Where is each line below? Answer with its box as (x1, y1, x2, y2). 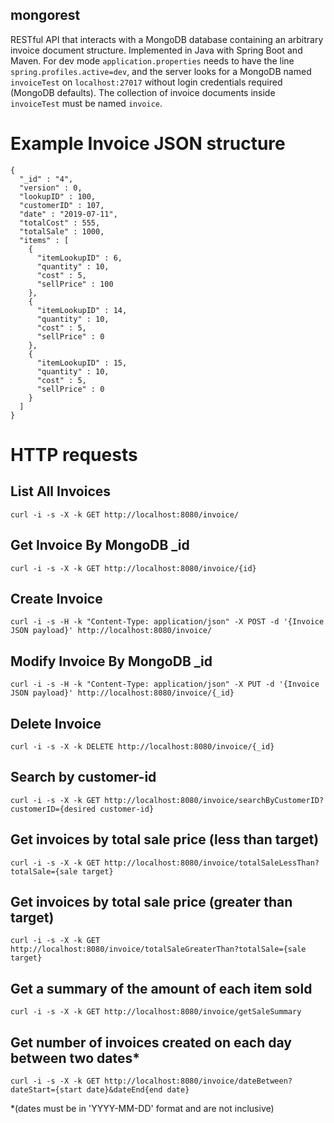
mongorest (10, 7, 81, 24)
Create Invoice (10, 590, 103, 607)
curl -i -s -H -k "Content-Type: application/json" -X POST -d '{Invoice (10, 617, 325, 627)
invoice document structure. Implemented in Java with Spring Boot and (10, 44, 303, 56)
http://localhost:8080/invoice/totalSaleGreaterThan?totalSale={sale (10, 944, 307, 955)
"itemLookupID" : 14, (36, 305, 128, 315)
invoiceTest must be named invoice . (10, 97, 163, 109)
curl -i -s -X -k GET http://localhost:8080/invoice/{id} (10, 563, 257, 573)
